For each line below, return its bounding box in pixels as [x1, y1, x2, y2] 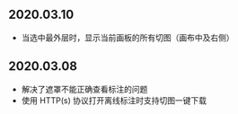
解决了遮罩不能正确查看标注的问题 [21, 83, 148, 94]
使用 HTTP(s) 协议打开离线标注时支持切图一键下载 [21, 94, 207, 106]
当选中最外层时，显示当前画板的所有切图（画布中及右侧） [21, 31, 234, 43]
